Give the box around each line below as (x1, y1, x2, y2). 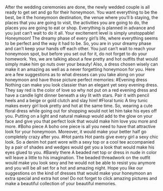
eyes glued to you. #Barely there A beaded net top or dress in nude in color (5, 149, 157, 155)
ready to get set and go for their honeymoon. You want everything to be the (5, 9, 158, 15)
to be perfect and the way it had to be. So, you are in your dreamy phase (5, 41, 152, 46)
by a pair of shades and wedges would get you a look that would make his (5, 144, 155, 150)
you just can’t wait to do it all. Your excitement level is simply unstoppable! (5, 30, 155, 36)
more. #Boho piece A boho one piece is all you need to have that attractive (5, 124, 156, 129)
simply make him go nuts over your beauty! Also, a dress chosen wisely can (5, 61, 158, 67)
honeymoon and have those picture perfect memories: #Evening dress (5, 77, 148, 83)
